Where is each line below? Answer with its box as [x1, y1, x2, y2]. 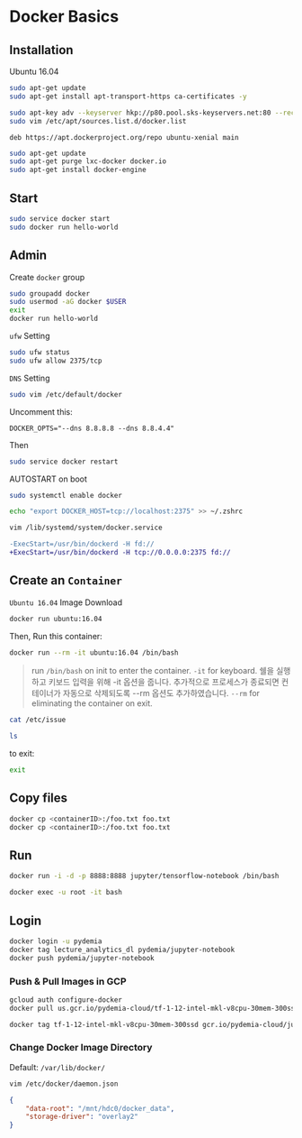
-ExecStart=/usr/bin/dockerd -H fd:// [9, 539, 155, 549]
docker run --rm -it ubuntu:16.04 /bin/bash [9, 647, 179, 657]
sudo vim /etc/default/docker [9, 390, 123, 399]
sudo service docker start [9, 214, 111, 223]
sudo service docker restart [9, 457, 119, 466]
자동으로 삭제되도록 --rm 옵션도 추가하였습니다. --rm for [62, 688, 261, 699]
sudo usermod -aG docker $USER [9, 298, 127, 307]
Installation [9, 42, 74, 58]
